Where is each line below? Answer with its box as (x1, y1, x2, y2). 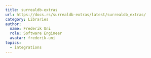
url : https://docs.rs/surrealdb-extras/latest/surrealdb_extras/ (5, 12, 146, 17)
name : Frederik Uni (10, 26, 51, 31)
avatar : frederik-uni (10, 36, 56, 41)
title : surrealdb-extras (5, 7, 58, 13)
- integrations (10, 45, 42, 50)
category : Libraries (5, 17, 49, 22)
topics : (5, 40, 22, 45)
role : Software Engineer (10, 31, 62, 36)
